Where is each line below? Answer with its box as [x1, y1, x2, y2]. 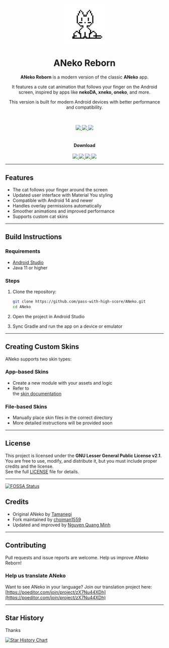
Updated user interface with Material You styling [12, 192, 113, 198]
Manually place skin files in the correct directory [12, 414, 113, 421]
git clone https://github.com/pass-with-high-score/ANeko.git [12, 299, 146, 304]
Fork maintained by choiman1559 [12, 516, 81, 522]
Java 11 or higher [12, 264, 48, 270]
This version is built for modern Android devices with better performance [9, 99, 160, 105]
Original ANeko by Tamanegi [12, 511, 72, 517]
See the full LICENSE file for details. [5, 468, 79, 474]
